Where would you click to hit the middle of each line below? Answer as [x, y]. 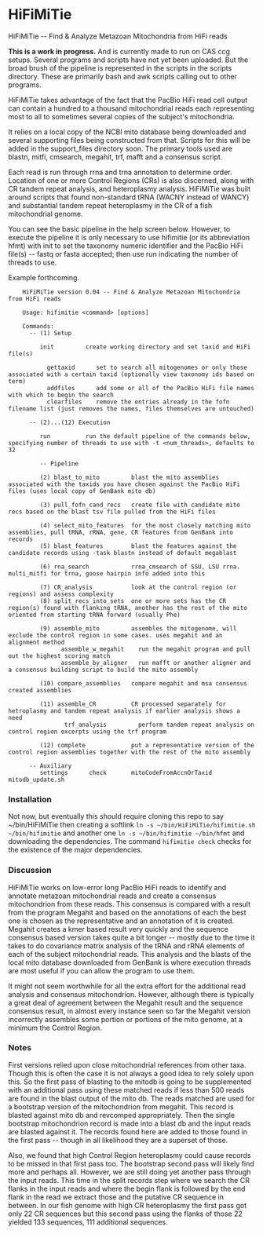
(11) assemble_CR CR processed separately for [133, 704]
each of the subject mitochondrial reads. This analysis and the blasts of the [130, 954]
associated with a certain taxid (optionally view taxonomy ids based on [131, 374]
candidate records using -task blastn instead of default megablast [122, 553]
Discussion [30, 871]
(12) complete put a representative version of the [147, 745]
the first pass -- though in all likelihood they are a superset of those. [118, 1140]
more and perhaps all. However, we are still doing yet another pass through [130, 1172]
